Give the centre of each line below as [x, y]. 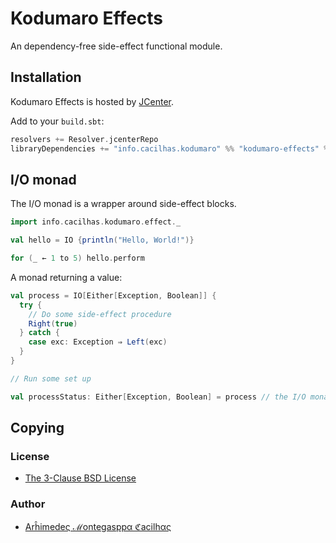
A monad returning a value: [66, 277]
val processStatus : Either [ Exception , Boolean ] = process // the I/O [158, 397]
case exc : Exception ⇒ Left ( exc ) [98, 342]
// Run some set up [51, 378]
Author [28, 504]
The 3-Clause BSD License [80, 478]
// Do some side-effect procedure [100, 314]
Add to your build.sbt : [57, 121]
